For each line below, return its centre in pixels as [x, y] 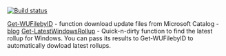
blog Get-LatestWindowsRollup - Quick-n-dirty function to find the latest [110, 31]
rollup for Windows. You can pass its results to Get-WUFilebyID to [101, 38]
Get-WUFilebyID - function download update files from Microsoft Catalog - [113, 24]
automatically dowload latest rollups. [59, 45]
